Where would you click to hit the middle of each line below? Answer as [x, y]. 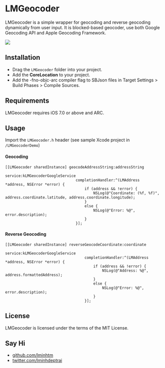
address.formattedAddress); [34, 275]
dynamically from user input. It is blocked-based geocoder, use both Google [82, 27]
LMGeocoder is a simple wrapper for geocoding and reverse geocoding [78, 22]
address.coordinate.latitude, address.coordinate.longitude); [70, 197]
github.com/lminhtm [33, 355]
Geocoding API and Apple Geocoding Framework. [56, 33]
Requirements [27, 101]
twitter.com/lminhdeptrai [37, 361]
